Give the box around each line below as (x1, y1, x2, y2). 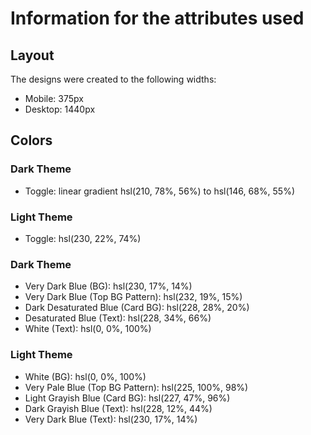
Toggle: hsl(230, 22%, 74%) (24, 232, 142, 244)
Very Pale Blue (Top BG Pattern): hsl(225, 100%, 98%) (24, 381, 249, 393)
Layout (10, 47, 55, 64)
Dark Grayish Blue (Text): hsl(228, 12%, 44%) (24, 402, 213, 414)
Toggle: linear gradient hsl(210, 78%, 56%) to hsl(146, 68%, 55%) (24, 185, 295, 197)
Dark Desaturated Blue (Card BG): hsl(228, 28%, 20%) (24, 302, 250, 314)
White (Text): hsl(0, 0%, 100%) (24, 323, 152, 335)
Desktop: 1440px (24, 103, 96, 115)
